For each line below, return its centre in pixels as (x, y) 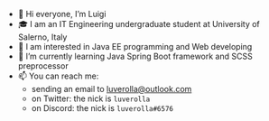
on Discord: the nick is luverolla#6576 (102, 108)
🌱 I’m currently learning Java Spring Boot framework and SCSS (135, 56)
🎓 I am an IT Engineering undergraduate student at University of (139, 24)
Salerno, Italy (42, 37)
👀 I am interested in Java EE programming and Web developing (135, 47)
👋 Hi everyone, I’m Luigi (62, 14)
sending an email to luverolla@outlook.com (111, 89)
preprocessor (43, 66)
